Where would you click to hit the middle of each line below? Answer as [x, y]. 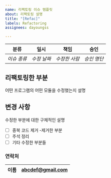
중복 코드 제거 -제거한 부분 [37, 130]
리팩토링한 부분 [27, 78]
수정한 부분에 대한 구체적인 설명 [35, 119]
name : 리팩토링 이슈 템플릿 [29, 10]
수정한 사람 [68, 59]
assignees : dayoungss [27, 28]
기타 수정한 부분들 [29, 142]
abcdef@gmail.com [45, 170]
